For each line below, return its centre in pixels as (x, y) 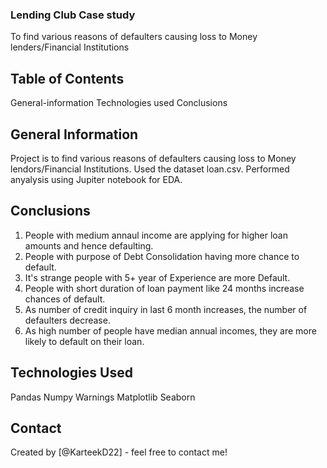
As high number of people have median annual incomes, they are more (170, 330)
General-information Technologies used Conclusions (119, 103)
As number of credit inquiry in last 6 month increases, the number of (166, 309)
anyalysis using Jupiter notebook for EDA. (96, 179)
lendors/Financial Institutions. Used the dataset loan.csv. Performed (150, 169)
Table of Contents (67, 78)
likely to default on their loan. (84, 341)
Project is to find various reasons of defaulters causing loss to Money (153, 158)
